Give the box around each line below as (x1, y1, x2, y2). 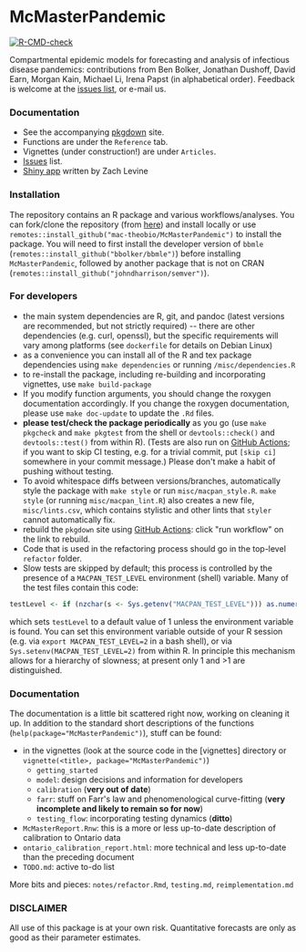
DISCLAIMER (9, 901, 68, 914)
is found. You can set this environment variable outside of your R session (9, 626, 283, 636)
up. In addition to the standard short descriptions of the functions (9, 718, 255, 729)
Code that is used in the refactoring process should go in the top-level (22, 543, 287, 554)
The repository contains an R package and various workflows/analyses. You (9, 209, 295, 220)
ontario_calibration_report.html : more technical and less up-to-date (22, 842, 287, 853)
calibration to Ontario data (22, 833, 121, 843)
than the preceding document (22, 852, 135, 863)
